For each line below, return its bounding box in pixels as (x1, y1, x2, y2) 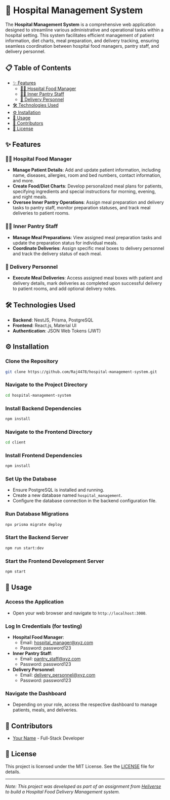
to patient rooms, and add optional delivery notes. (12, 285, 117, 292)
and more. (12, 178, 34, 184)
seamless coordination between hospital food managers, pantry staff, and (5, 43, 159, 49)
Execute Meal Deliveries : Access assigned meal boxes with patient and (12, 275, 163, 281)
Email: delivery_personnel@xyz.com (20, 671, 96, 678)
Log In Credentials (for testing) (5, 622, 82, 629)
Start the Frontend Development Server (5, 557, 104, 564)
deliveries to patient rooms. (12, 210, 70, 216)
